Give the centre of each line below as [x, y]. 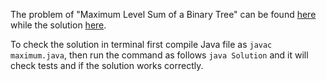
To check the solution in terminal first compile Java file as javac [141, 44]
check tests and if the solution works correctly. [107, 65]
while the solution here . [58, 25]
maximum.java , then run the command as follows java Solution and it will [159, 55]
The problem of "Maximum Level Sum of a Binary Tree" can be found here [163, 14]
